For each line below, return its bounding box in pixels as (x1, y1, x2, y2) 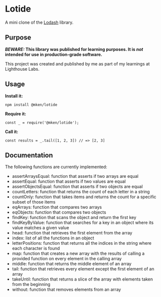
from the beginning (12, 281, 51, 287)
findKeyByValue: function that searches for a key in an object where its (12, 219, 154, 226)
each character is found (12, 246, 60, 251)
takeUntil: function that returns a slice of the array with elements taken (12, 276, 153, 282)
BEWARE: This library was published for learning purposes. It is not (5, 46, 144, 52)
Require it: (5, 110, 27, 117)
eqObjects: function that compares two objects (12, 209, 107, 215)
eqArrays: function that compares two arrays (12, 204, 102, 210)
